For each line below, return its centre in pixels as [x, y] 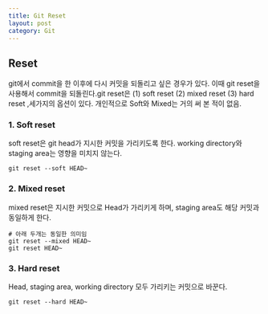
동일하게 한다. [30, 217]
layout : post [30, 23]
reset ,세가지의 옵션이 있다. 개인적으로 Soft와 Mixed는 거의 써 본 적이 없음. [125, 104]
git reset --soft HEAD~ [48, 169]
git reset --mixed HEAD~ [50, 241]
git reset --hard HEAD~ [48, 302]
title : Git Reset [37, 16]
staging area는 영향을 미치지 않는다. [65, 153]
